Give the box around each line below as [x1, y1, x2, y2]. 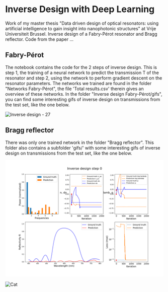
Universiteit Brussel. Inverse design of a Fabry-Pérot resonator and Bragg [5, 31, 157, 37]
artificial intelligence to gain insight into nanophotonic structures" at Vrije [5, 25, 156, 31]
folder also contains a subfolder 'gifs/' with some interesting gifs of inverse [5, 144, 160, 151]
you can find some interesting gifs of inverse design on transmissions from [5, 96, 160, 102]
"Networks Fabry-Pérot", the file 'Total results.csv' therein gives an [5, 86, 144, 92]
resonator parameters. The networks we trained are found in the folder [5, 80, 152, 86]
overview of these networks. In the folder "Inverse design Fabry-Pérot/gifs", [5, 91, 162, 97]
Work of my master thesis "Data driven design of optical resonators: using [5, 20, 159, 26]
